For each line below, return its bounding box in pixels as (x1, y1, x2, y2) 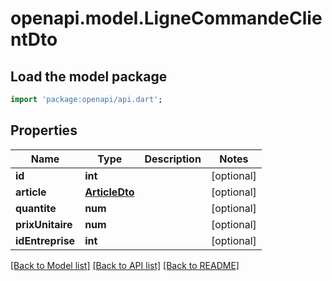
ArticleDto (84, 185, 135, 199)
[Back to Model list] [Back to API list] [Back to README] (10, 259, 240, 271)
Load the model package (10, 68, 168, 85)
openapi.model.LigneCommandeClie (10, 7, 323, 30)
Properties (10, 122, 78, 139)
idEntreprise (15, 233, 76, 247)
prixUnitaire (15, 217, 73, 231)
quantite (15, 201, 57, 215)
